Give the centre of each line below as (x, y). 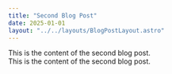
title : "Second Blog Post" (53, 16)
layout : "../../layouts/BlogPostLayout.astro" (86, 30)
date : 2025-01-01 (37, 23)
